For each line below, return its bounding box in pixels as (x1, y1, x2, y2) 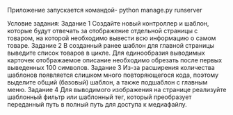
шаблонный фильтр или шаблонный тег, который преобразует (7, 93, 192, 101)
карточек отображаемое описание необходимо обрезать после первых (7, 56, 223, 64)
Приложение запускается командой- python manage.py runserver (7, 6, 203, 14)
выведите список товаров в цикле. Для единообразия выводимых (7, 48, 205, 57)
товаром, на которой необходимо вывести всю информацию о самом (7, 34, 216, 42)
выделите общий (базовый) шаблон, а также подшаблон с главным (7, 78, 208, 86)
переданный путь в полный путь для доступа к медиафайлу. (7, 100, 188, 108)
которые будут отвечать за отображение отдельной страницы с (7, 27, 198, 35)
